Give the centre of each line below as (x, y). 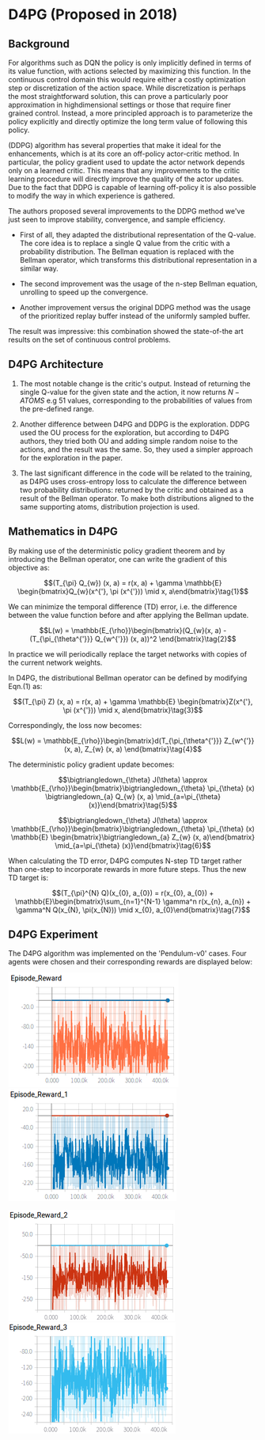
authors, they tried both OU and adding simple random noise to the (129, 441)
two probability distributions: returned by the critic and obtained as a (131, 490)
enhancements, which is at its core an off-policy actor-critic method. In (124, 153)
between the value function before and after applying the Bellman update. (129, 615)
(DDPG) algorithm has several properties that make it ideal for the (115, 145)
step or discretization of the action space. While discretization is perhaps (127, 88)
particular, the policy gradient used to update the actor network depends (127, 162)
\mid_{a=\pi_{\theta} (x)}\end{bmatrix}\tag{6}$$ (133, 845)
